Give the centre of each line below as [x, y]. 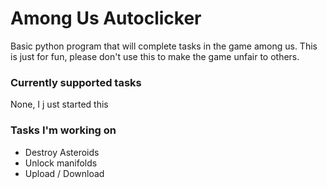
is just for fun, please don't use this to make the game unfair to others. [155, 56]
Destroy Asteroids [62, 152]
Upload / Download [64, 173]
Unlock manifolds [61, 163]
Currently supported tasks [76, 82]
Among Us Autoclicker [106, 18]
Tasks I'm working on [63, 130]
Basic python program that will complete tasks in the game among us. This [164, 46]
